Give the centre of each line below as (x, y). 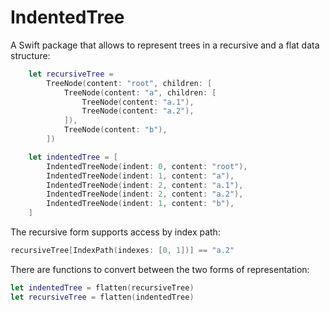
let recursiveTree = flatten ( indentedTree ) (102, 297)
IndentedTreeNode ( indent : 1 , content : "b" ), (140, 204)
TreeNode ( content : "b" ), (115, 130)
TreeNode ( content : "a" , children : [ (140, 92)
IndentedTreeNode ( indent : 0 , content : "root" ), (147, 166)
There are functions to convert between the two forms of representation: (160, 269)
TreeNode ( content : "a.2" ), (138, 111)
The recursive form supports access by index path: (115, 232)
